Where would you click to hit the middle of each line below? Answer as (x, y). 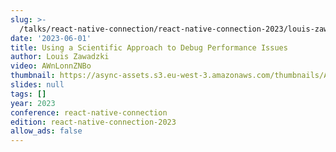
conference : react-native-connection (89, 112)
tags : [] (28, 94)
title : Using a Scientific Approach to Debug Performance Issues (149, 47)
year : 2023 (33, 103)
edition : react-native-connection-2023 (93, 122)
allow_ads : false (46, 131)
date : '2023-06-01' (51, 38)
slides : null (37, 85)
